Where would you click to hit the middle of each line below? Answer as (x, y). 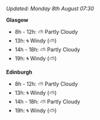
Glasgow (17, 20)
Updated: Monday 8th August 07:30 (50, 9)
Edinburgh (19, 72)
